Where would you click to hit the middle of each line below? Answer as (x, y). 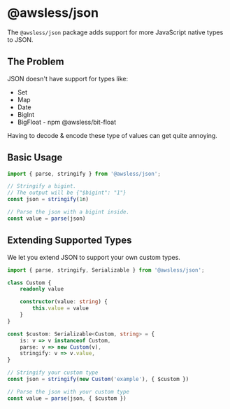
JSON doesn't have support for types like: (68, 78)
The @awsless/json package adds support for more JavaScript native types (115, 32)
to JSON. (20, 39)
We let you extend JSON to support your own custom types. (94, 257)
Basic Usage (35, 158)
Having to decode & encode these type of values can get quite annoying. (113, 135)
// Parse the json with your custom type (69, 391)
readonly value (42, 289)
